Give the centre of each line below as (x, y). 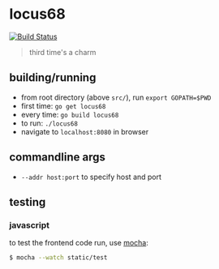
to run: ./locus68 (49, 123)
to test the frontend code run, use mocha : (79, 243)
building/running (53, 78)
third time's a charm (62, 52)
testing (28, 202)
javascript (30, 225)
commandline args (58, 158)
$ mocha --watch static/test (58, 258)
